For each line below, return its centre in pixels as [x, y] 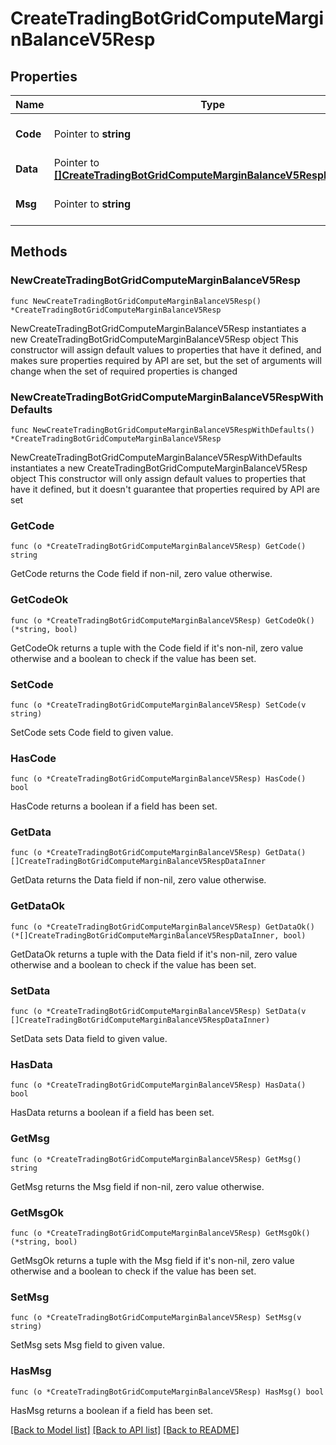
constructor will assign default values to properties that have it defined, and [166, 349]
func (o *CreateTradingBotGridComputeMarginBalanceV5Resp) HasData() [158, 1085]
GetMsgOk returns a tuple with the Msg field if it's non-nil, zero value [152, 1260]
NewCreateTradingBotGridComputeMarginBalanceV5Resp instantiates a [158, 328]
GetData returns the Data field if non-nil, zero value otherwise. [138, 880]
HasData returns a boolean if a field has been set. [112, 1113]
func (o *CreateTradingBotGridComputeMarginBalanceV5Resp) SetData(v [158, 1012]
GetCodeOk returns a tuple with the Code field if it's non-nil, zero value [157, 648]
